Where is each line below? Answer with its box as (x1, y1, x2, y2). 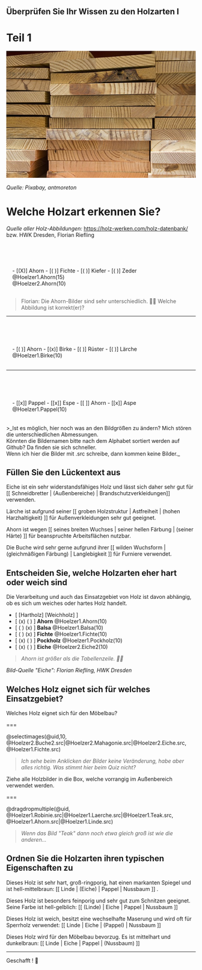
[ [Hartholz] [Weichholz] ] (14, 612, 79, 619)
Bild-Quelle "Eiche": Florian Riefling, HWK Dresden (6, 667, 132, 674)
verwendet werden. (6, 781, 55, 789)
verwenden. (6, 496, 36, 504)
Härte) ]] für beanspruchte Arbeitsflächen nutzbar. (6, 532, 131, 540)
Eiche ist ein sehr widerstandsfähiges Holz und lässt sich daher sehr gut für (6, 483, 194, 490)
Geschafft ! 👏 (6, 957, 39, 964)
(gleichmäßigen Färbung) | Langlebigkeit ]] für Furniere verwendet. (6, 550, 173, 558)
